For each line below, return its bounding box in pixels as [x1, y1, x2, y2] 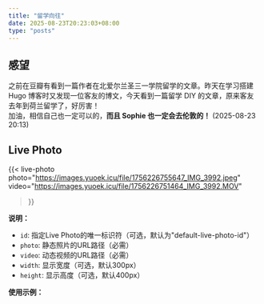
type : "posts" [8, 26, 56, 34]
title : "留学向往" [8, 11, 66, 20]
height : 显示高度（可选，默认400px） [19, 270, 145, 280]
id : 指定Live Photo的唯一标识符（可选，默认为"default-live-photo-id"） [19, 230, 254, 240]
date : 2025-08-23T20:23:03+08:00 [8, 19, 120, 27]
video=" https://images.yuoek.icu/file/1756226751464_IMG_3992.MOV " [8, 182, 242, 190]
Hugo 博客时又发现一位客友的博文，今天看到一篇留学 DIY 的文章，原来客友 [8, 91, 254, 101]
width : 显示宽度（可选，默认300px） [19, 261, 141, 270]
